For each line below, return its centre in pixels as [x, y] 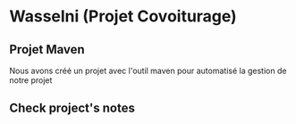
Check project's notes [72, 108]
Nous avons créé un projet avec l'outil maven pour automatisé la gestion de [148, 70]
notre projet [31, 80]
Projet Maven [47, 50]
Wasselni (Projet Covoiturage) [123, 17]
